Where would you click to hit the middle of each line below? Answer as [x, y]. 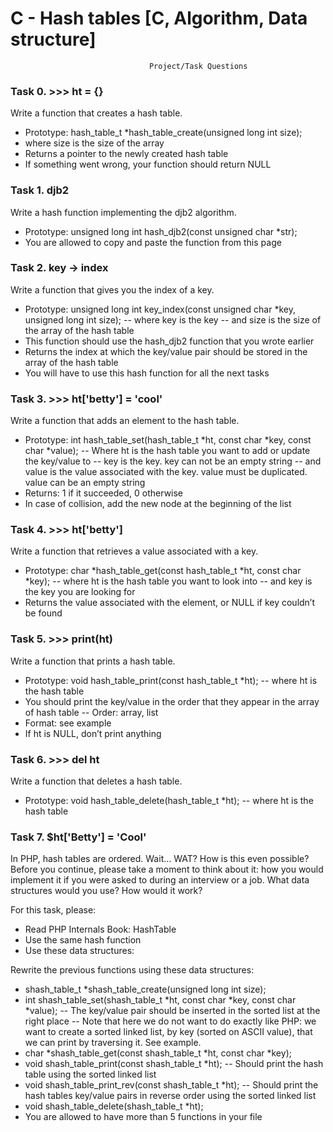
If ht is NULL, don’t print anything [93, 733]
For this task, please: [53, 910]
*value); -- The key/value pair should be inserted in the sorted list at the [172, 1011]
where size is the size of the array [94, 143]
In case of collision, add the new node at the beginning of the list [158, 504]
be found [43, 613]
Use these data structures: [79, 951]
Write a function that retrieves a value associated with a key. [134, 551]
